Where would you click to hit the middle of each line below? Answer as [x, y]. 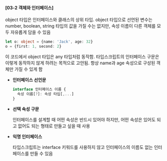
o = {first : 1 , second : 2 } [33, 47]
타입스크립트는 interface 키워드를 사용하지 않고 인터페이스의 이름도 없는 [82, 147]
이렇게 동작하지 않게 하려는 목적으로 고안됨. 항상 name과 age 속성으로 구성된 [80, 63]
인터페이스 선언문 [29, 80]
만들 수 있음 [41, 153]
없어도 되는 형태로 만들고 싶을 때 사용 [54, 126]
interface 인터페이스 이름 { [39, 89]
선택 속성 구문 [26, 109]
